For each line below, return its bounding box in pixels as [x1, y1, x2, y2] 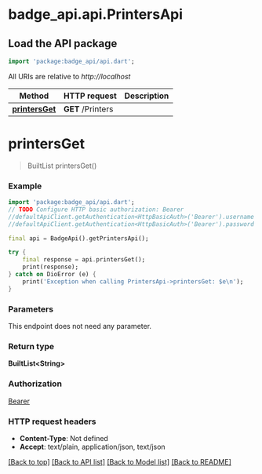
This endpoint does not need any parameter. [8, 322, 151, 331]
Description [124, 90, 169, 101]
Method [19, 90, 49, 101]
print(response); [22, 263, 79, 272]
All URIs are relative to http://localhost [8, 71, 131, 81]
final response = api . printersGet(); [22, 256, 146, 264]
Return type [8, 341, 55, 352]
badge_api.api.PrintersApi [8, 5, 183, 24]
